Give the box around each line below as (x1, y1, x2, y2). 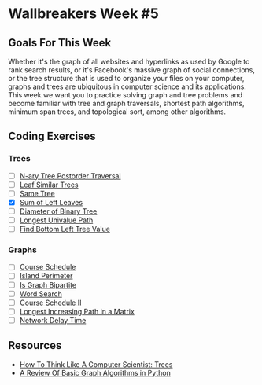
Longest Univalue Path (19, 215, 94, 225)
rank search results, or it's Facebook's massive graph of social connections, (8, 65, 256, 75)
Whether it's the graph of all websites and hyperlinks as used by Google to (8, 57, 250, 66)
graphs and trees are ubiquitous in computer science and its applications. (8, 82, 246, 91)
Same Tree (19, 189, 55, 198)
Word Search (19, 288, 63, 299)
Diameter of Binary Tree (19, 206, 98, 216)
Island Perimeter (19, 271, 73, 280)
